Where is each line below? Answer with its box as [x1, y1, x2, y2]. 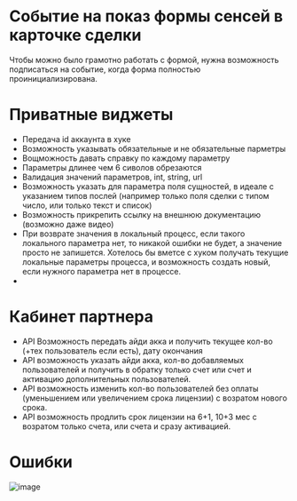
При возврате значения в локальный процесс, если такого [21, 228, 246, 239]
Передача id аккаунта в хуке [21, 133, 131, 144]
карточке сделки [9, 25, 142, 45]
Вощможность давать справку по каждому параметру [21, 153, 231, 163]
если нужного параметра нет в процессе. [21, 266, 182, 276]
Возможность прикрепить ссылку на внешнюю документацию [21, 209, 262, 219]
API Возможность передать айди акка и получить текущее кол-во [21, 336, 273, 346]
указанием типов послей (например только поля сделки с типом [21, 190, 270, 201]
